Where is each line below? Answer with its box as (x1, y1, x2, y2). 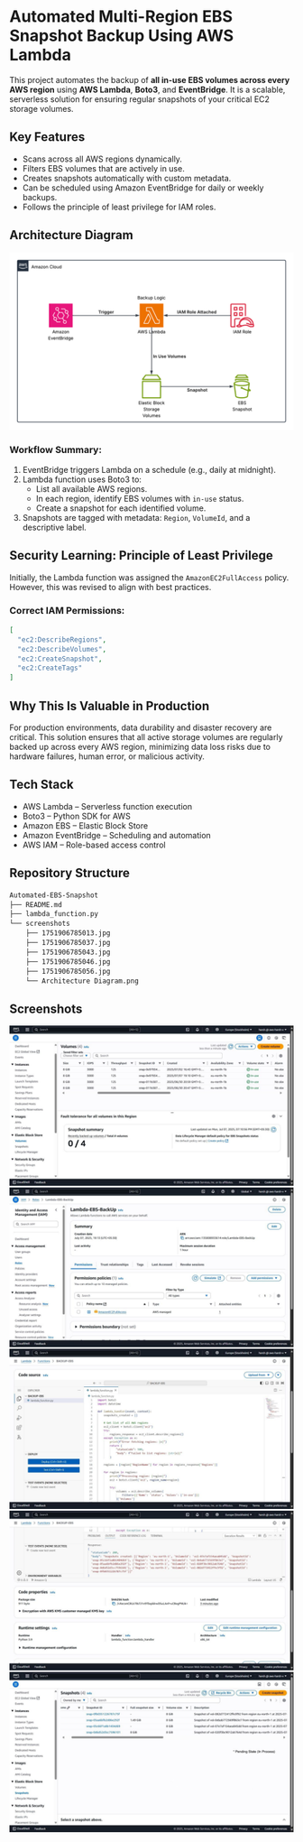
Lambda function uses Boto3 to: (22, 474, 142, 485)
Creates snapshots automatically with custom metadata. (22, 172, 232, 183)
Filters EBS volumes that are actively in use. (22, 162, 185, 173)
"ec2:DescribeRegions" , (17, 634, 106, 644)
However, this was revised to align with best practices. (9, 581, 212, 592)
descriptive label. (22, 522, 87, 532)
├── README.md (9, 900, 63, 909)
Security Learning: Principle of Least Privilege (9, 548, 273, 563)
